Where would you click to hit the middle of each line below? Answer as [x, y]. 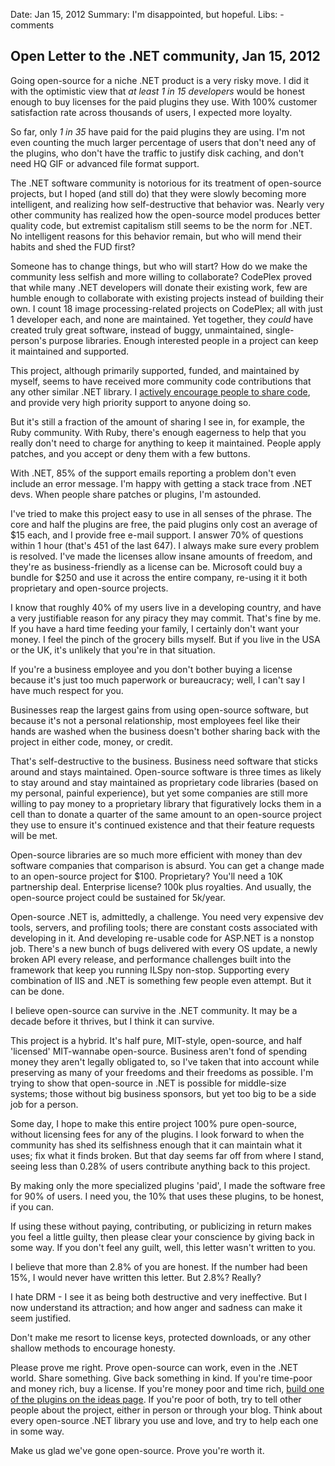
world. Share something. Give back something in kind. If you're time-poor [161, 1378]
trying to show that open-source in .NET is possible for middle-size [148, 1083]
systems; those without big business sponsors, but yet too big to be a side [163, 1093]
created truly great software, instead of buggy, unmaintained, [136, 330]
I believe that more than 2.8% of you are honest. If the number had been [159, 1266]
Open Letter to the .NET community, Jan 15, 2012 [165, 56]
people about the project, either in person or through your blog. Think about [166, 1410]
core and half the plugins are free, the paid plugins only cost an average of [164, 524]
